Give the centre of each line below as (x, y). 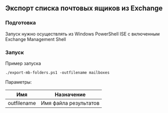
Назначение (70, 94)
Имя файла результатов (70, 103)
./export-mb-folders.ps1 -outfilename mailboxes (57, 72)
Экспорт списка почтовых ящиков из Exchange (84, 8)
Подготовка (21, 23)
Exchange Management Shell (36, 39)
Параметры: (18, 82)
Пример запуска (23, 63)
